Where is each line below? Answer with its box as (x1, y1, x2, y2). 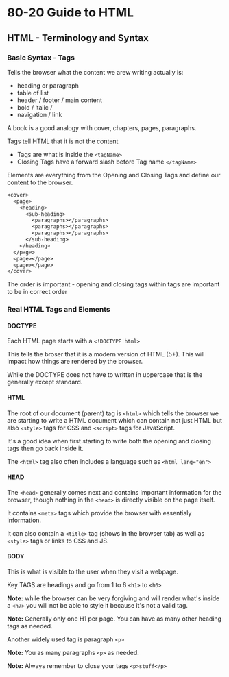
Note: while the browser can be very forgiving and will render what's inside (7, 594, 220, 602)
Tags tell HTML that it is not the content (7, 137, 119, 145)
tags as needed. (7, 621, 53, 630)
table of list (16, 88, 49, 97)
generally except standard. (7, 378, 83, 386)
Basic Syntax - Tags (7, 53, 75, 62)
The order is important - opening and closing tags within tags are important (7, 280, 220, 288)
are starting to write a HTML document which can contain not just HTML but (7, 416, 223, 424)
